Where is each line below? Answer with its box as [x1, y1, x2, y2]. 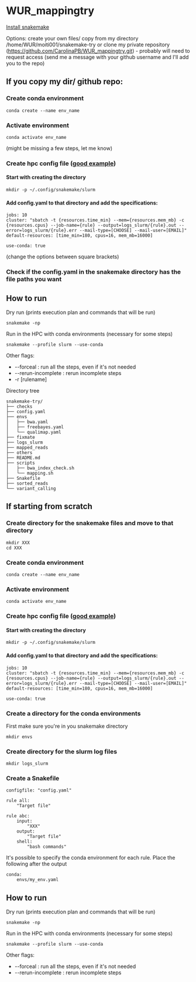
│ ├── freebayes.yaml [6, 424, 64, 430]
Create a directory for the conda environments [6, 709, 141, 717]
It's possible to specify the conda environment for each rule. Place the [6, 854, 176, 861]
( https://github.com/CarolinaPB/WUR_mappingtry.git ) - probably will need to [6, 47, 190, 54]
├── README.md [6, 455, 41, 461]
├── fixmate [6, 434, 35, 440]
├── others [6, 449, 33, 455]
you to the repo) [6, 60, 45, 67]
